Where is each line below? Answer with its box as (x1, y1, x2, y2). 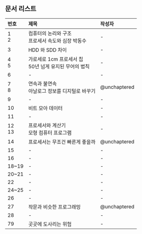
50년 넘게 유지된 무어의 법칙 (28, 63, 90, 70)
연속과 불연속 (28, 80, 57, 87)
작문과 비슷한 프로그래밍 (28, 203, 81, 210)
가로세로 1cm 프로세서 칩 (28, 55, 83, 62)
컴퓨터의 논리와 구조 (28, 30, 72, 37)
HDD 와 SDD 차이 (28, 46, 67, 53)
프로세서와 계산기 (28, 122, 66, 129)
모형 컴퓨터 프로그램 (28, 129, 72, 136)
